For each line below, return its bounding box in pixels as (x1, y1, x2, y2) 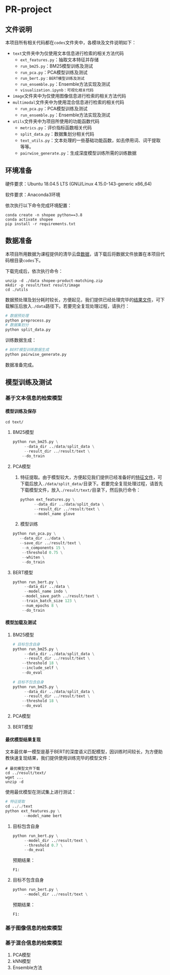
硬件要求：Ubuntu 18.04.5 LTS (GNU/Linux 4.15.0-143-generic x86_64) (5, 180, 152, 186)
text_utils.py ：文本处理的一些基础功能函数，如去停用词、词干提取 (20, 137, 161, 143)
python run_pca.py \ (12, 531, 56, 537)
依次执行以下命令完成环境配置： (5, 202, 72, 208)
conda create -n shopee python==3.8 (5, 212, 82, 217)
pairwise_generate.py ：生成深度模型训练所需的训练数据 (20, 150, 137, 156)
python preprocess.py (5, 318, 51, 323)
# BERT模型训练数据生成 (5, 347, 50, 353)
